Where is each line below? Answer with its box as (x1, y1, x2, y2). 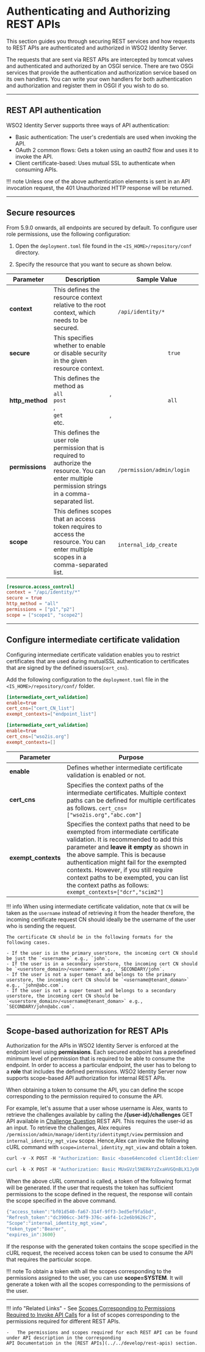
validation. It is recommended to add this (67, 835, 183, 843)
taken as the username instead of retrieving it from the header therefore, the (6, 909, 195, 916)
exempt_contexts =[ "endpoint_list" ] (6, 711, 97, 718)
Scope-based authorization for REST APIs (6, 1026, 169, 1037)
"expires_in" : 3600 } (6, 1232, 56, 1238)
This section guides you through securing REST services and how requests (6, 37, 195, 45)
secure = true (6, 595, 43, 601)
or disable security (53, 348, 107, 357)
